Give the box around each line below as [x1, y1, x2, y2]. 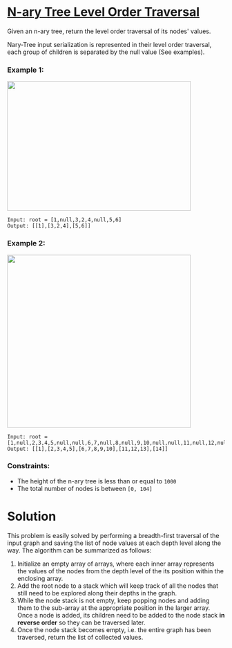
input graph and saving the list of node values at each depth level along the [7, 539, 222, 547]
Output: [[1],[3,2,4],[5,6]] [7, 223, 91, 230]
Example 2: [7, 239, 46, 248]
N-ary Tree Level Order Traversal [7, 4, 200, 20]
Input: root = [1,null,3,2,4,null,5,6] [7, 216, 122, 223]
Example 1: [7, 65, 44, 75]
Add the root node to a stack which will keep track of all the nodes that [17, 582, 219, 590]
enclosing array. [17, 574, 64, 582]
